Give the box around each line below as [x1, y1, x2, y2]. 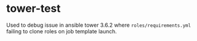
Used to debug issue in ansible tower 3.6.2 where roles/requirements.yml [6, 21, 191, 29]
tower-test [6, 2, 61, 15]
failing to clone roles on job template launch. [6, 27, 117, 34]
